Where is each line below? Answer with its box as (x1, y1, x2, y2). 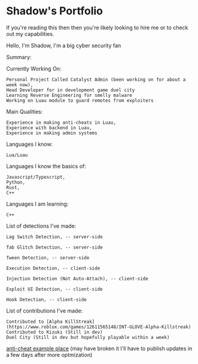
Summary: (6, 53, 32, 60)
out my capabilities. (6, 30, 54, 37)
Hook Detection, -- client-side (6, 296, 87, 302)
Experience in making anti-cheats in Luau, (6, 120, 117, 126)
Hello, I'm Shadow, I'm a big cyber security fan (6, 42, 121, 49)
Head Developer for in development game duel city (6, 87, 135, 93)
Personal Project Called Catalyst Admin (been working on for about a (6, 77, 186, 82)
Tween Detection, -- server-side (6, 255, 90, 261)
